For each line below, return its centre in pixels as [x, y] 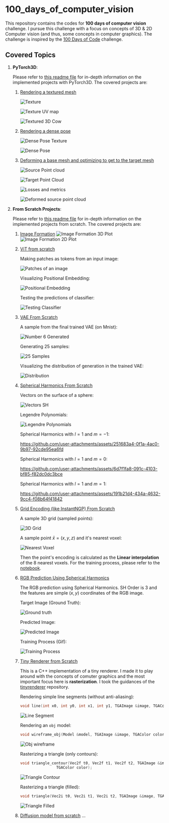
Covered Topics [30, 55]
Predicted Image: [38, 622]
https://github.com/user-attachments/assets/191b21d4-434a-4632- [90, 493]
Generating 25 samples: [45, 346]
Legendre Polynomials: [44, 415]
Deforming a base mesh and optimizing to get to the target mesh [87, 160]
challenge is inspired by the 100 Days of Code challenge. [64, 39]
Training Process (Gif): [43, 641]
